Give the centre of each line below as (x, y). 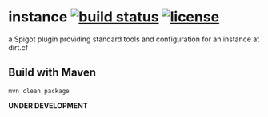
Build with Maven (52, 73)
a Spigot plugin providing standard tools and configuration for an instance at (134, 39)
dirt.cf (18, 47)
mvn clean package (39, 91)
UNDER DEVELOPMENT (48, 105)
